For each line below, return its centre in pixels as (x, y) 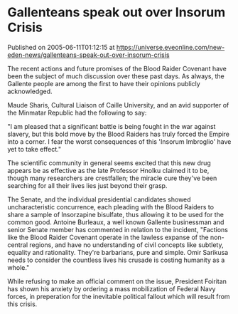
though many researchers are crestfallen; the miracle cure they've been (112, 178)
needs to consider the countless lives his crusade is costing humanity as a (116, 260)
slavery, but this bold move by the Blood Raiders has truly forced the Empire (118, 134)
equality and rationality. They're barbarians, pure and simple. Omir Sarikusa (118, 252)
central (18, 245)
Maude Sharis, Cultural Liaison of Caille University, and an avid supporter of (118, 105)
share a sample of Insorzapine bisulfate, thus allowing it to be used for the (115, 214)
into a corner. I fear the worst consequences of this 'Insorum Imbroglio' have (119, 141)
